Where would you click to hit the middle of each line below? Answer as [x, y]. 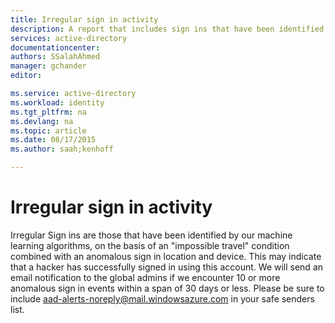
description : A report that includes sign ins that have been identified [167, 29]
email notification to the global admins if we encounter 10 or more [145, 277]
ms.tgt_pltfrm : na [48, 112]
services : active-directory [69, 38]
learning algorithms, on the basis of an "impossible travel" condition [150, 245]
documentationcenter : [55, 47]
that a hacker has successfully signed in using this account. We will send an [167, 267]
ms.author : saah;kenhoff [62, 149]
